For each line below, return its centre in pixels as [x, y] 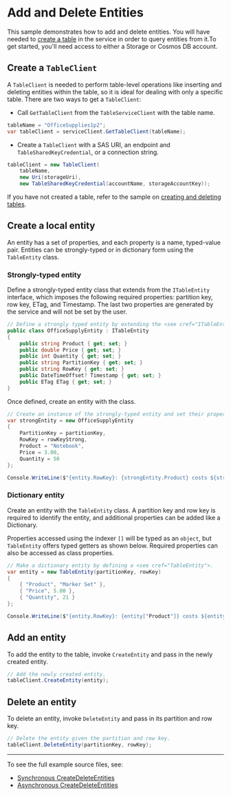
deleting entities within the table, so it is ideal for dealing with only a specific [115, 92]
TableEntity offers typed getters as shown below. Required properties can [112, 546]
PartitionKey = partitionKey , [63, 433]
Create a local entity [51, 226]
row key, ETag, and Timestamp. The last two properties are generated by [110, 305]
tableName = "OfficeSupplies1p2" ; [57, 125]
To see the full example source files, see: [65, 764]
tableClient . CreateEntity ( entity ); [58, 680]
